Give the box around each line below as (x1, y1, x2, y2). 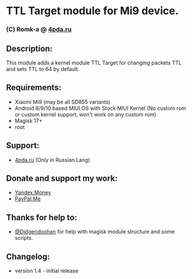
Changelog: (6, 251, 50, 261)
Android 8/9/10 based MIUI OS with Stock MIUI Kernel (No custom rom (14, 105, 187, 112)
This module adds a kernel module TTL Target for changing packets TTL (6, 59, 182, 66)
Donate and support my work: (6, 173, 118, 183)
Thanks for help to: (6, 212, 78, 222)
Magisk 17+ (14, 117, 43, 124)
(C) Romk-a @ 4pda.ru (6, 25, 72, 34)
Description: (6, 43, 53, 54)
